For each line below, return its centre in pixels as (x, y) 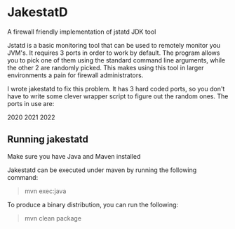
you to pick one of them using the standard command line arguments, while (116, 60)
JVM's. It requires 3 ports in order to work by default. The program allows (114, 53)
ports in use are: (31, 103)
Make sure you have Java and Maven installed (74, 156)
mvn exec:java (45, 191)
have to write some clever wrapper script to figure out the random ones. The (118, 96)
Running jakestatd (48, 139)
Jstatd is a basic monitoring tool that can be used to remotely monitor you (114, 45)
